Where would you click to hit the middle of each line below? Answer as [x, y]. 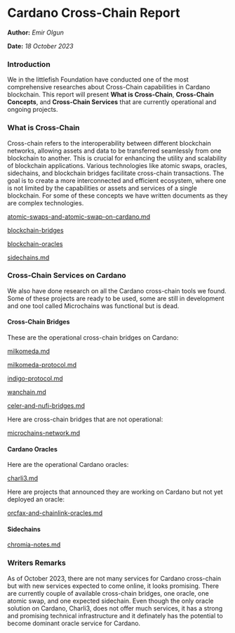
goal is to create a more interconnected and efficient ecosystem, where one [117, 180]
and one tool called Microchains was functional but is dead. [93, 306]
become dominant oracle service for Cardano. [74, 623]
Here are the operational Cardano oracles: [68, 465]
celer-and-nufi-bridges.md [46, 406]
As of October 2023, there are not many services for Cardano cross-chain [114, 578]
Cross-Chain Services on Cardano [67, 276]
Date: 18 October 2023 [40, 46]
